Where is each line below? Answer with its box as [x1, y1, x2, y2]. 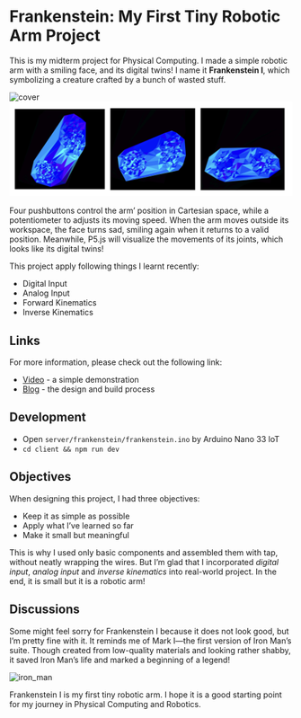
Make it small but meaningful [22, 529, 130, 540]
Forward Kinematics [22, 297, 97, 308]
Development [9, 410, 87, 425]
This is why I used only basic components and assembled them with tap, [9, 546, 279, 558]
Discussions [9, 602, 80, 617]
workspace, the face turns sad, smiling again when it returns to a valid [9, 225, 270, 235]
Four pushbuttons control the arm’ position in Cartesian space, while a [9, 205, 270, 217]
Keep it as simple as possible [22, 510, 130, 521]
